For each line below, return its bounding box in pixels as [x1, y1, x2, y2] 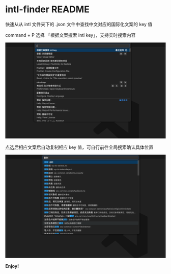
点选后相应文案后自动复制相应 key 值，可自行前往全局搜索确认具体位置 [5, 144, 154, 150]
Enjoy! [5, 263, 19, 269]
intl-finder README [5, 4, 90, 15]
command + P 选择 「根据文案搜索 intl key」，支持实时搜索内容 [5, 32, 136, 38]
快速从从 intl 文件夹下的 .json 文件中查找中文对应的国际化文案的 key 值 [5, 21, 153, 27]
